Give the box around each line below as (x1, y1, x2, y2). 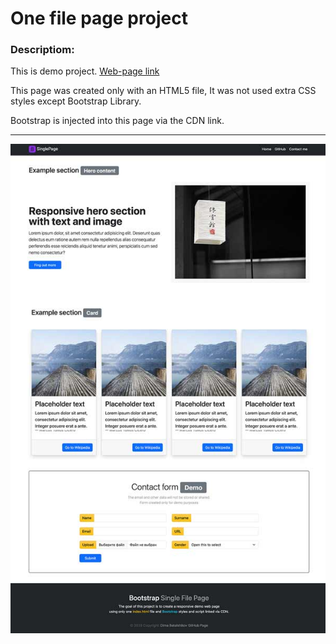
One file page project (10, 7, 188, 30)
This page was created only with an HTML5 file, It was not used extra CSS (10, 85, 317, 97)
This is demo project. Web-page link (10, 65, 160, 77)
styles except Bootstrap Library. (10, 95, 142, 107)
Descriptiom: (10, 43, 75, 57)
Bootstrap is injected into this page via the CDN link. (10, 115, 225, 127)
